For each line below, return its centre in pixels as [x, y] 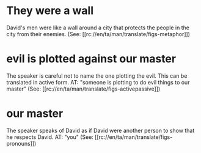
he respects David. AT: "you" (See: [50, 137]
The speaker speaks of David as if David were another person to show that [100, 130]
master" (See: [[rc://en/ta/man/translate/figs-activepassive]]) [83, 89]
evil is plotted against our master [91, 59]
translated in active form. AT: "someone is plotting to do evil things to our [98, 82]
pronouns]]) [21, 143]
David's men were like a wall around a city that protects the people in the [98, 28]
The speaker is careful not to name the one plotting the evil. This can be [97, 76]
